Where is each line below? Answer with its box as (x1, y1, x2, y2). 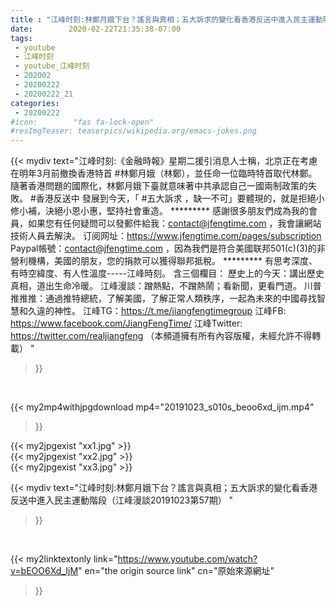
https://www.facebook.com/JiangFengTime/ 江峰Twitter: (10, 317, 243, 330)
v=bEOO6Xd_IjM (10, 565, 79, 577)
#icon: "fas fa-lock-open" (10, 117, 155, 127)
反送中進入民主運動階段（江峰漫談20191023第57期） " (10, 494, 234, 506)
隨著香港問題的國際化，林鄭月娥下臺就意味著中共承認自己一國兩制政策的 (10, 180, 308, 192)
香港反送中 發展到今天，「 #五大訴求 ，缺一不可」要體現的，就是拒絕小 (35, 192, 325, 205)
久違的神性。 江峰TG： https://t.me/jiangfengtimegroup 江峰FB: (27, 305, 287, 317)
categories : (10, 98, 60, 108)
